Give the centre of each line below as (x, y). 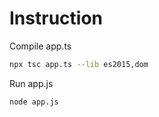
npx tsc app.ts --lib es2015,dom (79, 64)
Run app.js (31, 83)
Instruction (56, 18)
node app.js (34, 102)
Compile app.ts (40, 46)
